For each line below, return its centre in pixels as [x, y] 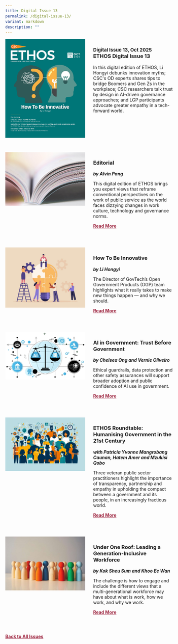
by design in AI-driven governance [129, 94]
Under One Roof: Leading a [127, 547]
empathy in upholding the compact [130, 489]
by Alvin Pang [108, 174]
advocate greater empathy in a [125, 105]
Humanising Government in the [132, 435]
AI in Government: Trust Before [132, 342]
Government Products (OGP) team [129, 284]
